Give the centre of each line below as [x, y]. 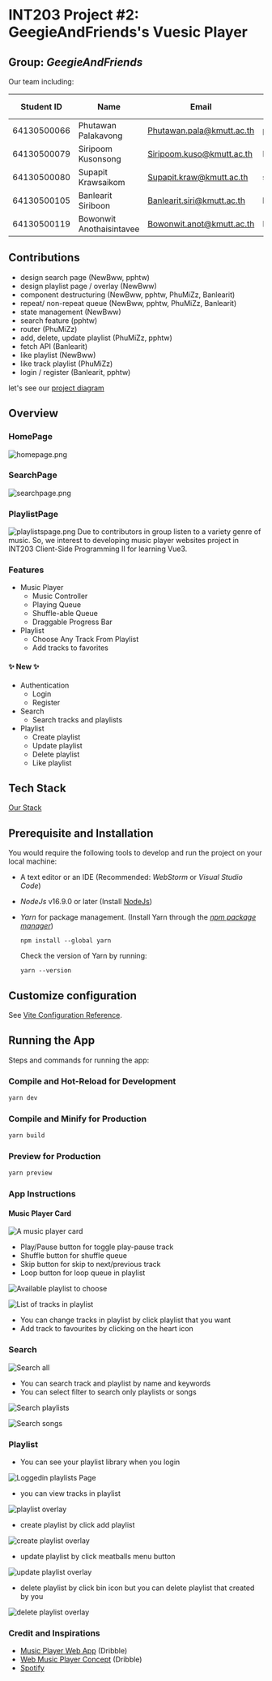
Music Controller [60, 596]
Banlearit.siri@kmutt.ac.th [196, 200]
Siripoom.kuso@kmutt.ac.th [200, 154]
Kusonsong [100, 159]
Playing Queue [57, 605]
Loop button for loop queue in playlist [83, 1273]
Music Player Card [40, 1213]
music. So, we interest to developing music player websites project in [124, 541]
